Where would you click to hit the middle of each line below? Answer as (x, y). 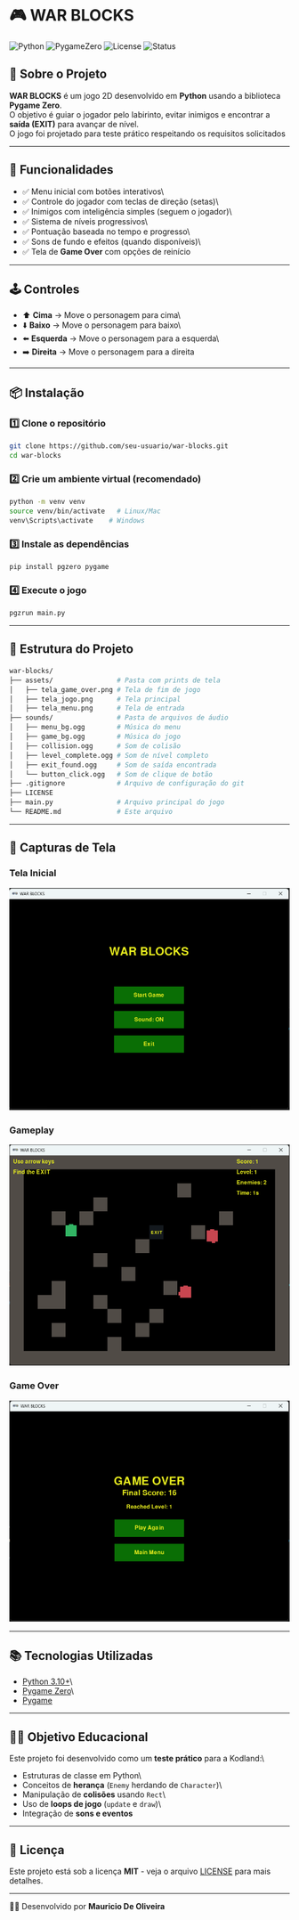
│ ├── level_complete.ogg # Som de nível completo (109, 755)
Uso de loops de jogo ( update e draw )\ (92, 1804)
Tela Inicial (33, 874)
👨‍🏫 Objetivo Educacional (79, 1737)
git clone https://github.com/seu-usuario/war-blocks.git (119, 446)
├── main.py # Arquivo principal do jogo (117, 802)
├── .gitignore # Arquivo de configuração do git (127, 784)
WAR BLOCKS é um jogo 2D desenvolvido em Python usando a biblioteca (145, 95)
